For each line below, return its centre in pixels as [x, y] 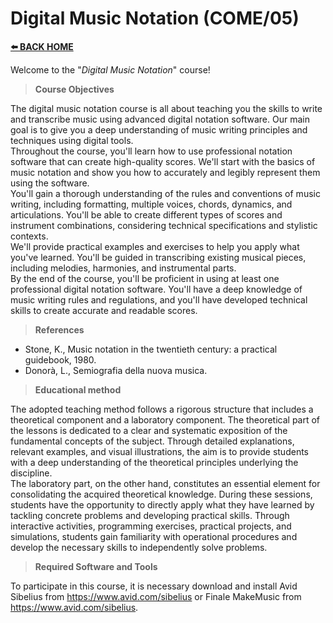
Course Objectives [74, 89]
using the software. [50, 183]
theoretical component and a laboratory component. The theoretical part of [165, 419]
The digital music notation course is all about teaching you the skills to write [166, 108]
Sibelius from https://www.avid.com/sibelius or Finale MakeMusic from [156, 596]
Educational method [78, 389]
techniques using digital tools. [72, 140]
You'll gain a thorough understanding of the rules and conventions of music [165, 193]
